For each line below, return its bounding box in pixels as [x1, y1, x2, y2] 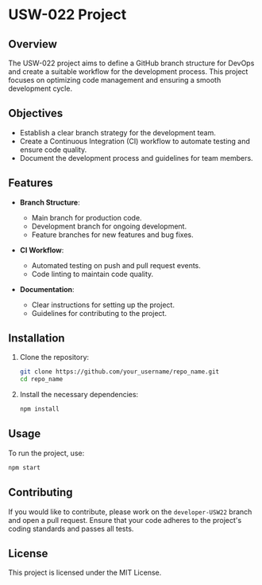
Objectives [8, 107, 64, 120]
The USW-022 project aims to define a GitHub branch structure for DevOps [8, 58, 255, 68]
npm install [19, 405, 60, 413]
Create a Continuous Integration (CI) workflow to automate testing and [19, 136, 250, 146]
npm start [8, 463, 41, 471]
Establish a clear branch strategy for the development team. [19, 127, 216, 137]
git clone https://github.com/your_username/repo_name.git [19, 368, 220, 376]
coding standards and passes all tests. [8, 524, 134, 533]
